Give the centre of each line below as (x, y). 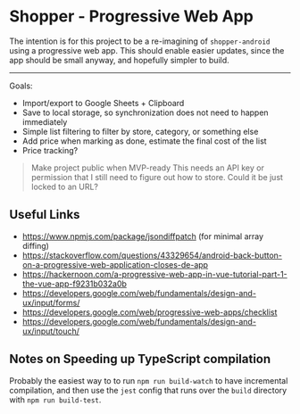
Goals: (21, 86)
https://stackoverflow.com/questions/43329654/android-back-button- (152, 255)
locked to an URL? (64, 186)
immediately (45, 121)
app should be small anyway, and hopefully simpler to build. (119, 60)
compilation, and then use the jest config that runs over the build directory (148, 390)
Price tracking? (50, 150)
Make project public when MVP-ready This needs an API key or (148, 168)
